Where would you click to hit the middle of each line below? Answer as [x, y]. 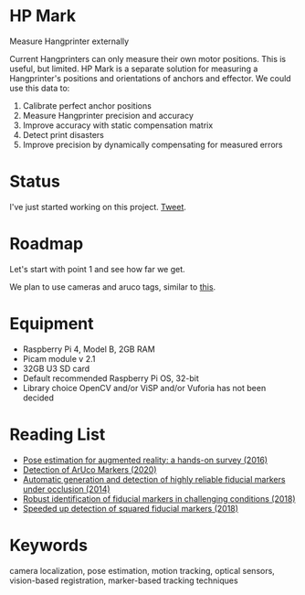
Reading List [58, 434]
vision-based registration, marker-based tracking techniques [124, 580]
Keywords [49, 545]
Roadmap [47, 244]
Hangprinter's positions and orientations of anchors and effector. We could [150, 78]
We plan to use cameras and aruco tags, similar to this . [113, 287]
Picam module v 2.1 [59, 358]
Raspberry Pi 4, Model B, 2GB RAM [89, 349]
